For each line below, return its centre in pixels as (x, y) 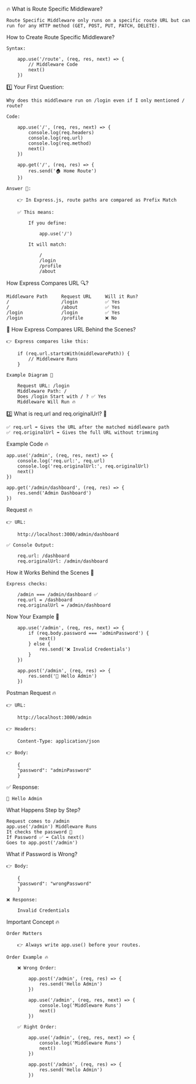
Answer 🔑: (19, 189)
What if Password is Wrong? (42, 854)
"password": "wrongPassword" (55, 884)
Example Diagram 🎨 (30, 375)
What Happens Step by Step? (43, 810)
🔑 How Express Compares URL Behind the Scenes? (71, 329)
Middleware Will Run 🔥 (47, 402)
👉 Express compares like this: (47, 341)
